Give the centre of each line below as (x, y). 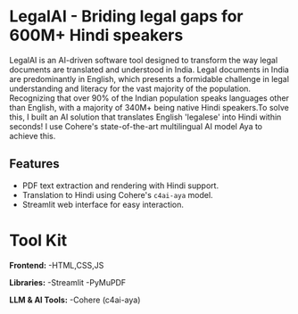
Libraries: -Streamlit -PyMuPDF (68, 282)
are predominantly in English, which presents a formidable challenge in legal (149, 78)
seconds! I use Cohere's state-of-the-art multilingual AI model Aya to (136, 126)
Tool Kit (38, 240)
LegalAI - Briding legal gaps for (126, 17)
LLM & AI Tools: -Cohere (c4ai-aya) (75, 300)
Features (34, 164)
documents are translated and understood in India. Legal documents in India (149, 70)
